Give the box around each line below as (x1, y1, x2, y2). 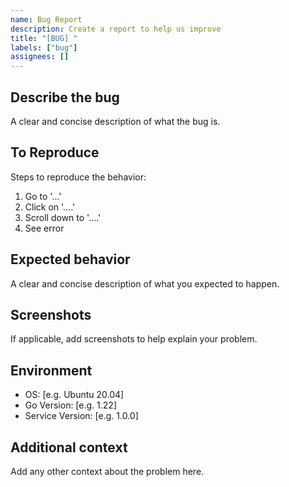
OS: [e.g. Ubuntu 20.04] (24, 389, 125, 401)
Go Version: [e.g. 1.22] (24, 399, 117, 411)
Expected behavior (10, 251, 131, 268)
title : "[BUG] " (10, 33, 78, 43)
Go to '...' (24, 190, 62, 202)
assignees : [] (10, 52, 70, 62)
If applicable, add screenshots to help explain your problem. (10, 333, 258, 345)
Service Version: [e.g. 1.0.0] (24, 410, 139, 422)
